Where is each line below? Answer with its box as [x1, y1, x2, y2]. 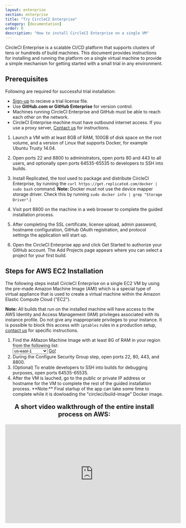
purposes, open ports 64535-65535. [12, 369, 89, 375]
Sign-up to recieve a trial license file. [12, 98, 89, 104]
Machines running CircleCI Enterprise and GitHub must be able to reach [12, 108, 161, 114]
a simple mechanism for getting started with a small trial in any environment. [5, 61, 163, 66]
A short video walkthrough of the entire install [14, 403, 154, 411]
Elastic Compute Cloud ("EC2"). [5, 296, 71, 302]
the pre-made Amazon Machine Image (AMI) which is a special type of [5, 286, 151, 292]
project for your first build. [12, 252, 67, 258]
